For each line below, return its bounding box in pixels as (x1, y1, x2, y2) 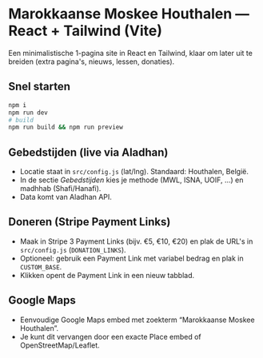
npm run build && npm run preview (8, 123, 124, 132)
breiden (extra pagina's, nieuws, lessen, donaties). (8, 57, 175, 66)
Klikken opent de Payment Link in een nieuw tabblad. (19, 270, 195, 280)
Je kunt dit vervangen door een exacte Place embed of (19, 332, 201, 341)
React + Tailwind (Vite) (8, 22, 162, 40)
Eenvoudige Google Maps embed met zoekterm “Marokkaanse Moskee (19, 315, 255, 324)
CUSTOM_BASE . (19, 261, 62, 272)
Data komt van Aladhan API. (19, 193, 112, 202)
